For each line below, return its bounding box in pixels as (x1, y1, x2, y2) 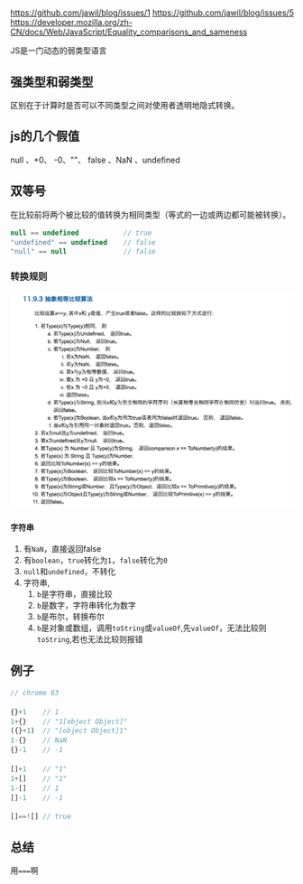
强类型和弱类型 (10, 74, 94, 89)
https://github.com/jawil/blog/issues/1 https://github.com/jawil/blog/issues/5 (10, 7, 294, 18)
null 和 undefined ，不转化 (23, 566, 116, 577)
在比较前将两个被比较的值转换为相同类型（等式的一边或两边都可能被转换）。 (10, 209, 291, 219)
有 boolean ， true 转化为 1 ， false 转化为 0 (23, 554, 168, 566)
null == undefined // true (10, 228, 152, 237)
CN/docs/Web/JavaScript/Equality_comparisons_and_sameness (10, 26, 248, 38)
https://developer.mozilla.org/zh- (10, 17, 133, 28)
